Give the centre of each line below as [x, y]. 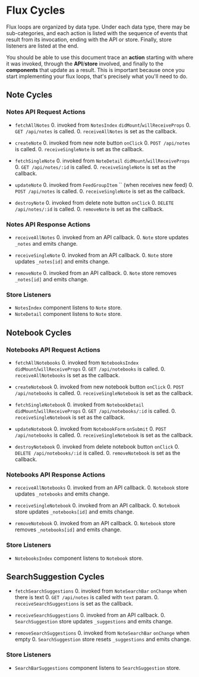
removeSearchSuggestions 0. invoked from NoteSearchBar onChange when [102, 633]
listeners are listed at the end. [42, 46]
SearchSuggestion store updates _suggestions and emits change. [94, 622]
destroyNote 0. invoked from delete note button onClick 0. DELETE [94, 202]
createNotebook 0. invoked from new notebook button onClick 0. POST [99, 387]
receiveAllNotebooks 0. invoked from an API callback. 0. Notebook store [102, 488]
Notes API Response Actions [48, 224]
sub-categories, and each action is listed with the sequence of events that [97, 33]
